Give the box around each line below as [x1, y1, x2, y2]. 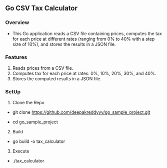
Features [5, 54, 27, 61]
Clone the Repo [12, 100, 45, 106]
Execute [12, 148, 29, 154]
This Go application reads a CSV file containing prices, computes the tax [12, 30, 162, 37]
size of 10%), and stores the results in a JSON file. [12, 41, 116, 47]
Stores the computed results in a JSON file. [12, 75, 101, 82]
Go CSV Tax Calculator [5, 4, 78, 13]
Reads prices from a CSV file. [12, 65, 73, 71]
